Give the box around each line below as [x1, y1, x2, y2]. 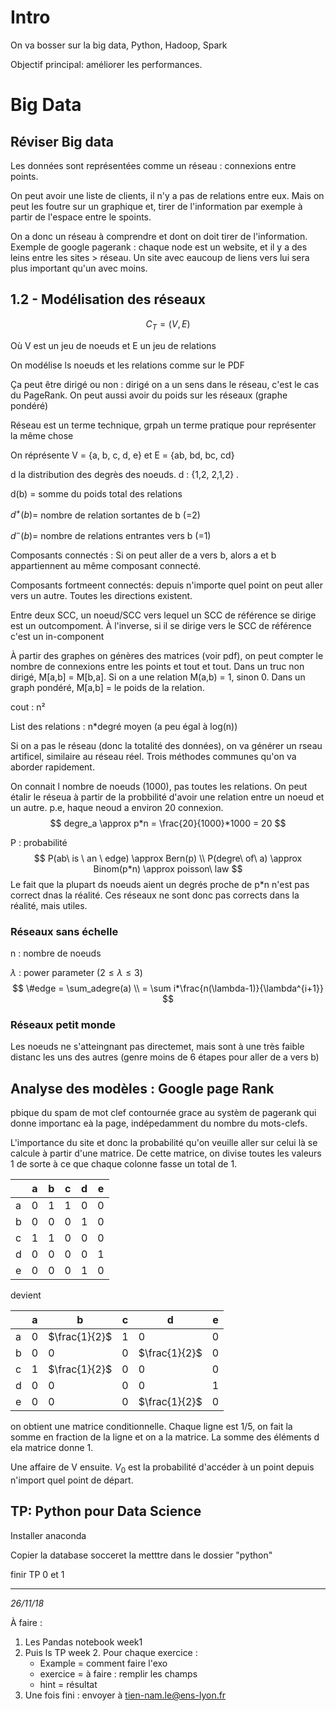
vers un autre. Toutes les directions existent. [10, 589, 193, 601]
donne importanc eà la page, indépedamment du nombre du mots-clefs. [10, 1117, 308, 1130]
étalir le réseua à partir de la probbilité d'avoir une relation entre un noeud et [10, 791, 325, 803]
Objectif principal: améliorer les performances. [10, 58, 203, 70]
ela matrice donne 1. [10, 1442, 94, 1454]
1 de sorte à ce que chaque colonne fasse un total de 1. [10, 1158, 238, 1170]
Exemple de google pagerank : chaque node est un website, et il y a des [10, 241, 308, 253]
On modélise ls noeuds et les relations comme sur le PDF [10, 359, 245, 371]
